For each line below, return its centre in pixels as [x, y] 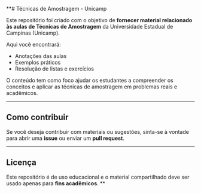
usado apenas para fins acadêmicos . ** [56, 183]
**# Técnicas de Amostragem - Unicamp [57, 9]
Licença [22, 163]
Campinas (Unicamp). [33, 33]
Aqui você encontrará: [33, 45]
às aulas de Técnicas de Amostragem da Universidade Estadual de [90, 27]
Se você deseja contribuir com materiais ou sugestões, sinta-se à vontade [98, 131]
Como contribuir [37, 117]
